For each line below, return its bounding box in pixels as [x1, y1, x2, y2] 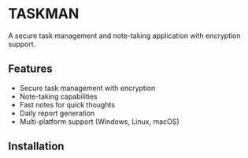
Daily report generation [19, 108, 95, 118]
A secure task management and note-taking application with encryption [8, 31, 242, 40]
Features [8, 62, 53, 76]
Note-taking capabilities [19, 92, 98, 101]
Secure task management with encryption [19, 83, 156, 92]
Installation [8, 140, 65, 153]
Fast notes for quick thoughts [19, 100, 116, 109]
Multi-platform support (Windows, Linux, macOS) [19, 116, 180, 126]
